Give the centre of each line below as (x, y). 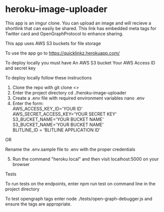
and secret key (20, 68)
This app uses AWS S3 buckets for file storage (53, 43)
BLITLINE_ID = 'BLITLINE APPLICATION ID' (56, 130)
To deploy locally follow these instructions (48, 77)
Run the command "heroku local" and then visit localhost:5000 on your (85, 159)
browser (21, 164)
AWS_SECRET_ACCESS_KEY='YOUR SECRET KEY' (64, 114)
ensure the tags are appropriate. (38, 204)
